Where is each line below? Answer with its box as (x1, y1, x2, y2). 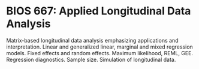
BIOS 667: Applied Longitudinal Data (6, 4, 191, 18)
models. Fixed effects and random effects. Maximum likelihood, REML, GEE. (6, 49, 194, 56)
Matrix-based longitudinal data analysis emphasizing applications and (6, 37, 179, 44)
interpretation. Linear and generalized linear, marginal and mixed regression (6, 43, 193, 50)
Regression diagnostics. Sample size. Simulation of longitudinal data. (6, 56, 176, 63)
